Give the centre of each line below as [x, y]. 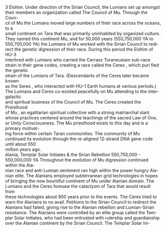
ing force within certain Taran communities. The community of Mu [73, 134]
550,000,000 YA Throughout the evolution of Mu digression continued [77, 160]
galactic [13, 97]
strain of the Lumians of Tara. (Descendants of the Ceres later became [77, 76]
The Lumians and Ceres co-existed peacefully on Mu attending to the [76, 91]
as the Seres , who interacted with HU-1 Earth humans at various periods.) [81, 86]
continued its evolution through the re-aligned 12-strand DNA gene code [79, 139]
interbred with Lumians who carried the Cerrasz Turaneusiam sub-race [78, 60]
